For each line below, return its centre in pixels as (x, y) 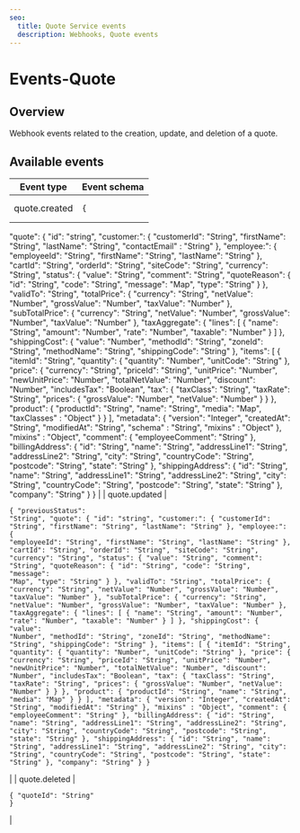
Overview (37, 112)
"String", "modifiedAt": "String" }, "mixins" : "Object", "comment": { (148, 708)
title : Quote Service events (72, 26)
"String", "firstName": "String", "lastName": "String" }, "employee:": (148, 527)
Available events (57, 161)
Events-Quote (63, 79)
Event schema (113, 187)
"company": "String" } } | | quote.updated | (88, 494)
